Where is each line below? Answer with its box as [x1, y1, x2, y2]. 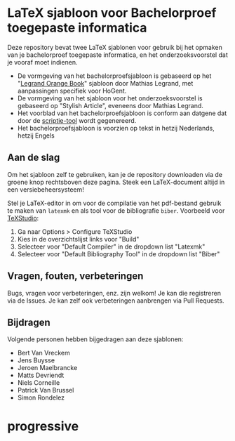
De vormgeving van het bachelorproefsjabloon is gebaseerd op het [17, 72, 212, 80]
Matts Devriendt [17, 371, 65, 380]
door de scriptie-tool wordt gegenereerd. [17, 116, 137, 124]
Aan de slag [7, 152, 60, 164]
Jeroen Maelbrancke [17, 364, 78, 372]
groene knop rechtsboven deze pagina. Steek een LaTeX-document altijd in [7, 178, 225, 186]
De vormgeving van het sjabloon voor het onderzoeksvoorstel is [17, 93, 203, 103]
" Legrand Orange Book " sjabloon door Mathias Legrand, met [17, 79, 194, 87]
